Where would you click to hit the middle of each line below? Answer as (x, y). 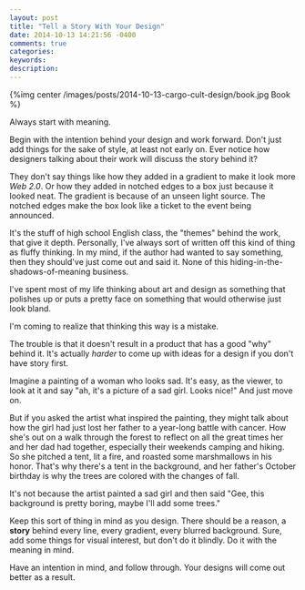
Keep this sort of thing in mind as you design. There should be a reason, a (148, 521)
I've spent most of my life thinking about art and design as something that (147, 289)
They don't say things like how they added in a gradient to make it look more (152, 176)
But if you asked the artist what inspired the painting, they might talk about (149, 417)
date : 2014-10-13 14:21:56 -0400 (73, 35)
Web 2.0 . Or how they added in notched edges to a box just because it (142, 186)
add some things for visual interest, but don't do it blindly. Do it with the (143, 540)
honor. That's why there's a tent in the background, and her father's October (153, 466)
